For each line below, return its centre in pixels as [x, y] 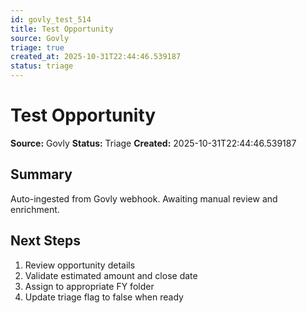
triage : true [37, 47]
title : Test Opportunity [62, 29]
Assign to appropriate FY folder [89, 286]
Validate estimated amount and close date [111, 275]
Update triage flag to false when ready [104, 297]
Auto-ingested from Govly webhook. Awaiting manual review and [144, 198]
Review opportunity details [80, 265]
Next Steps [45, 241]
